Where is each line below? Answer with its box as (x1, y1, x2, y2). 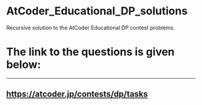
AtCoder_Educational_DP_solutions (6, 4, 188, 18)
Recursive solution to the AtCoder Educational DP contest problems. (6, 24, 176, 31)
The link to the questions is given (6, 45, 175, 59)
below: (6, 58, 41, 71)
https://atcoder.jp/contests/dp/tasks (6, 89, 148, 100)
